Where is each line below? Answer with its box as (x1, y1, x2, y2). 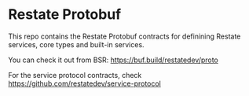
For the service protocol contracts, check (8, 70, 142, 79)
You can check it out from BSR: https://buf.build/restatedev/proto (8, 55, 218, 65)
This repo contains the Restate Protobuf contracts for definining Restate (8, 31, 241, 41)
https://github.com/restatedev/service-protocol (8, 79, 161, 88)
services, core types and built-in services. (8, 39, 145, 49)
